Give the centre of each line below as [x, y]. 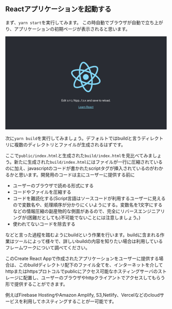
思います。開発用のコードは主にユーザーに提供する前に [77, 174]
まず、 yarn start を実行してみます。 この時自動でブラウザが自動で [75, 23]
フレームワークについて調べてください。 [48, 248]
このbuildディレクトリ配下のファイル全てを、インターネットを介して [91, 264]
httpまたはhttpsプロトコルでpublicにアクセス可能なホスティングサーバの [81, 271]
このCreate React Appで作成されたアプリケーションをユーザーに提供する [82, 258]
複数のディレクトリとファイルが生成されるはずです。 [70, 144]
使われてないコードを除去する [44, 224]
